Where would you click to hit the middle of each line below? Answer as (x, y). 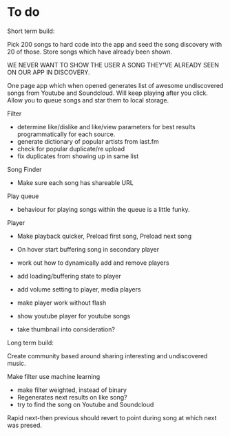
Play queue (23, 196)
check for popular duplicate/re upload (71, 149)
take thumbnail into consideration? (66, 329)
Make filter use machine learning (54, 376)
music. (17, 363)
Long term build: (30, 342)
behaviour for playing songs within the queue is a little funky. (103, 209)
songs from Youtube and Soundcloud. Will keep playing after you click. (108, 93)
